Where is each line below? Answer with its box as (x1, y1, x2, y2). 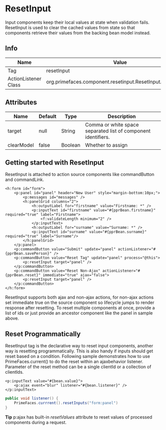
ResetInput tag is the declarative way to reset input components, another (5, 343, 153, 349)
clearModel (7, 141, 34, 148)
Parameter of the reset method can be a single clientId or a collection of (5, 364, 152, 370)
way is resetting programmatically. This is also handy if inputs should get (5, 348, 153, 354)
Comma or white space (85, 121, 139, 128)
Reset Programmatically (5, 330, 81, 338)
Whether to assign (85, 141, 127, 148)
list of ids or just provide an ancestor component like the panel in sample (5, 310, 153, 316)
